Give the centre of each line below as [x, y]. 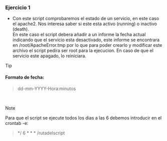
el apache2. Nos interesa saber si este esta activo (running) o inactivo [85, 24]
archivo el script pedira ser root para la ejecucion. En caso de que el [83, 51]
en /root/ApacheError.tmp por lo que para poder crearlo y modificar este [87, 45]
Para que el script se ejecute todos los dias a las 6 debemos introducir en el [83, 118]
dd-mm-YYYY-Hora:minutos [47, 88]
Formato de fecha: [25, 77]
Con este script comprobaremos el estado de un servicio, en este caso [86, 19]
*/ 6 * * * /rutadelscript [41, 133]
